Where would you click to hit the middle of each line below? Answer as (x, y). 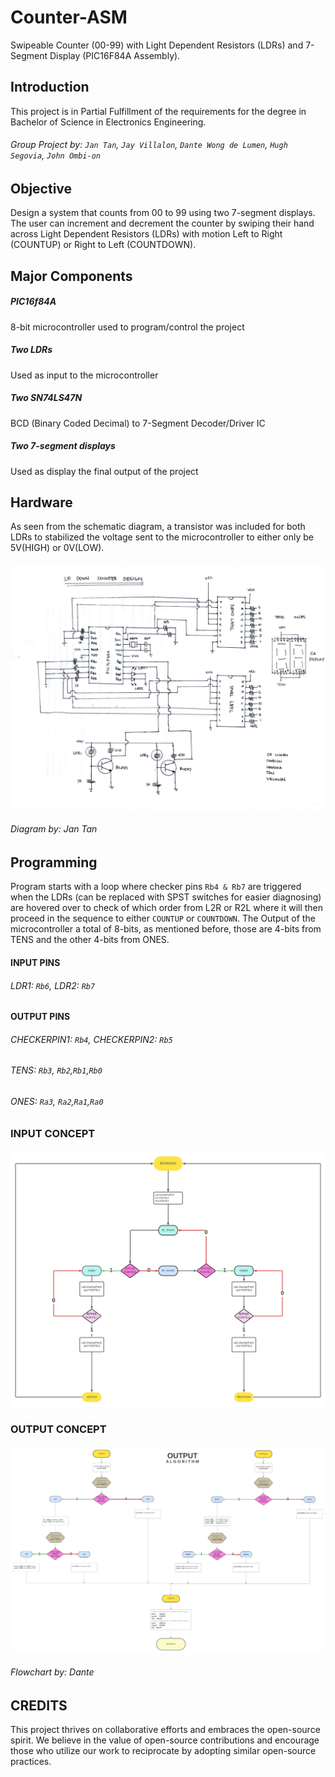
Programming (54, 862)
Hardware (41, 502)
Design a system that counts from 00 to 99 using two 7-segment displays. (163, 213)
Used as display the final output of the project (104, 471)
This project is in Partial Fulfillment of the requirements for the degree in (158, 111)
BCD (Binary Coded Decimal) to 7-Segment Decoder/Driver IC (138, 423)
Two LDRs (31, 350)
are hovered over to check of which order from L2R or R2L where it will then (167, 908)
